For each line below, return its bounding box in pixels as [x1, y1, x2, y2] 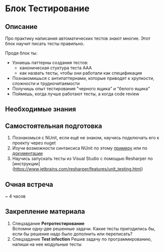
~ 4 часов [5, 193, 26, 199]
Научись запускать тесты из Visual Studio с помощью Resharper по [12, 155, 153, 162]
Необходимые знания [5, 105, 76, 113]
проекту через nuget [12, 140, 56, 146]
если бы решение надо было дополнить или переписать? [12, 231, 133, 237]
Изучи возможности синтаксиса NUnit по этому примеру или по [12, 145, 148, 151]
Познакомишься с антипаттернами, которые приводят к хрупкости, [12, 76, 155, 81]
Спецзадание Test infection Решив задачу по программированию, [12, 236, 152, 242]
